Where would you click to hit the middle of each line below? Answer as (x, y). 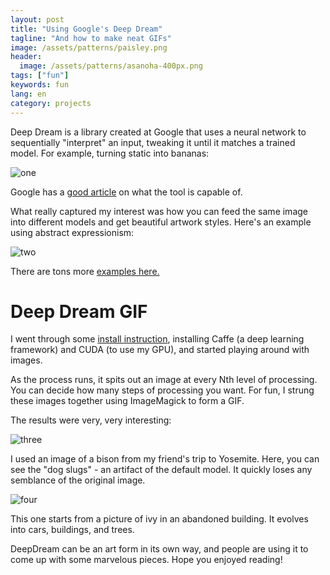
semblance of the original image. (78, 480)
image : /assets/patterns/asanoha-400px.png (111, 66)
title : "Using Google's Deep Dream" (86, 29)
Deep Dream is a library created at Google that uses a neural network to (158, 132)
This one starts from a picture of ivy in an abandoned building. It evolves (159, 519)
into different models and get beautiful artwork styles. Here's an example (161, 222)
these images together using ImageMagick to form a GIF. (127, 401)
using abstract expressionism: (72, 232)
